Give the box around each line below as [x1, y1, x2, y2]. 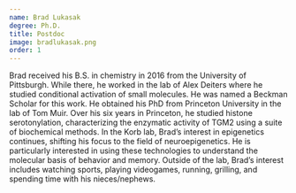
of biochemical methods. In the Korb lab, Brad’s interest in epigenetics [9, 127, 265, 137]
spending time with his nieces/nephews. [9, 174, 156, 184]
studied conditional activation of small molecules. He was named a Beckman [9, 89, 288, 100]
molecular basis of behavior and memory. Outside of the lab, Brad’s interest [9, 155, 285, 166]
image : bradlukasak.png [9, 37, 97, 47]
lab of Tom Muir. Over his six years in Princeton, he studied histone [9, 108, 254, 119]
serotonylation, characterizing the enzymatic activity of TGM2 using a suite [9, 117, 283, 128]
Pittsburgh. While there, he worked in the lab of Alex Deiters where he [9, 80, 263, 90]
